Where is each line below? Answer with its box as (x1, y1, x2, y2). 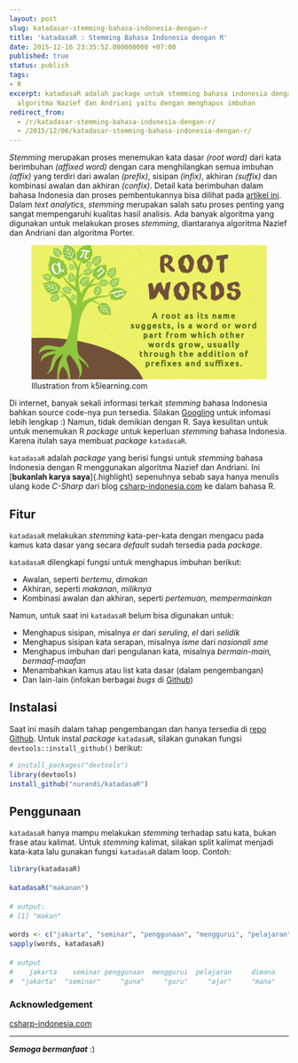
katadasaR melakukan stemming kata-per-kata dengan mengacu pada (9, 531, 264, 541)
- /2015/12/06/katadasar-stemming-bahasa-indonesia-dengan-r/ (17, 127, 252, 136)
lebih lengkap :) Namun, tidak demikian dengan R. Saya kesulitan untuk (9, 417, 269, 428)
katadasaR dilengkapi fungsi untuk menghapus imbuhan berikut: (9, 557, 242, 568)
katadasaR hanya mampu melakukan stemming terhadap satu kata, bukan (9, 828, 277, 839)
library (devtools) (9, 770, 77, 779)
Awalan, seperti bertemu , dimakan (21, 574, 148, 585)
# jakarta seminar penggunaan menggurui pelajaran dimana (9, 967, 276, 976)
